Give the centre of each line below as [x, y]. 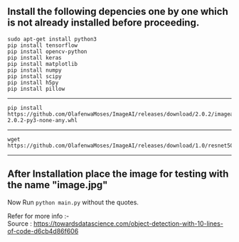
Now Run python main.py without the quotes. [73, 202]
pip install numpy [34, 70]
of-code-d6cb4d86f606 [43, 231]
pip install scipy [34, 76]
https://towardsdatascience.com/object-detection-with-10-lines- [128, 224]
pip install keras [34, 57]
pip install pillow [36, 89]
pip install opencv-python [47, 51]
